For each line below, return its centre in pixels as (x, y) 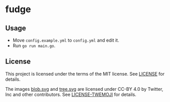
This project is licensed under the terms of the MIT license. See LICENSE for (85, 74)
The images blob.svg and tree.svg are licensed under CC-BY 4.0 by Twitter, (84, 89)
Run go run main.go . (34, 46)
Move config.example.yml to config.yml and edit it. (66, 40)
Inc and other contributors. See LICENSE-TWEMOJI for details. (71, 94)
